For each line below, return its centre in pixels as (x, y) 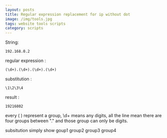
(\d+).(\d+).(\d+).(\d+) (31, 70)
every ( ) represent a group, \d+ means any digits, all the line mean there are (83, 116)
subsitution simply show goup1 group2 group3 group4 (61, 131)
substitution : (19, 79)
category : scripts (24, 28)
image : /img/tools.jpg (29, 19)
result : (12, 97)
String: (12, 42)
